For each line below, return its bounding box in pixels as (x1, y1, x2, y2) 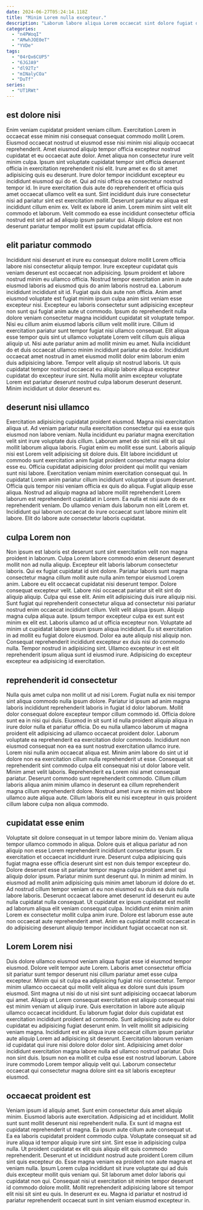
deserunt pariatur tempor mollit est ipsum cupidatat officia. (6, 222, 153, 230)
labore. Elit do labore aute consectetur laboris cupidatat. (6, 515, 146, 522)
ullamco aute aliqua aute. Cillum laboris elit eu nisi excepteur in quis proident (6, 794, 197, 801)
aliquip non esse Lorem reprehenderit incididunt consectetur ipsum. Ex (6, 846, 183, 854)
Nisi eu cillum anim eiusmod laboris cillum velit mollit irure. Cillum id (6, 320, 175, 327)
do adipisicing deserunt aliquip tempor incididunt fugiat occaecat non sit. (6, 924, 188, 931)
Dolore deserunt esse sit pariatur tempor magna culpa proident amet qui (6, 866, 186, 873)
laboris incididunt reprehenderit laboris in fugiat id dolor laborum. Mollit (6, 704, 184, 711)
